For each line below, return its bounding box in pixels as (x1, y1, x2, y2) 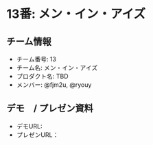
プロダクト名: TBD (16, 72, 69, 80)
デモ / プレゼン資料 (6, 103, 94, 114)
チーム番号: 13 (16, 55, 56, 63)
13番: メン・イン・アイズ (6, 6, 145, 22)
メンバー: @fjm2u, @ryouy (16, 81, 92, 89)
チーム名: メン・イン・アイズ (16, 64, 98, 72)
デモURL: (16, 122, 43, 130)
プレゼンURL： (16, 131, 59, 139)
